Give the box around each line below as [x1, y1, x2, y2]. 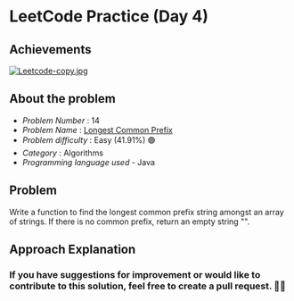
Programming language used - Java [21, 156, 156, 167]
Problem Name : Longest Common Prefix [21, 124, 174, 135]
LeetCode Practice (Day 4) [9, 6, 209, 27]
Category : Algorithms [21, 147, 104, 158]
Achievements [9, 42, 92, 57]
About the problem [9, 91, 116, 106]
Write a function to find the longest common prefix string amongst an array [9, 206, 285, 217]
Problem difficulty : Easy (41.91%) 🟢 [21, 134, 156, 145]
